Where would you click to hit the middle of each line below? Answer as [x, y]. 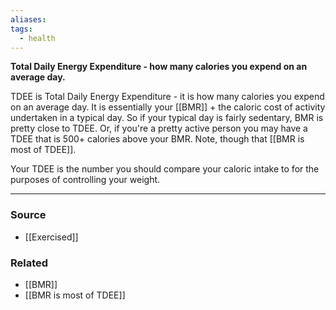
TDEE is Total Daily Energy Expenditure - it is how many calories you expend [167, 97]
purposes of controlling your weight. [85, 180]
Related [29, 263]
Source [28, 215]
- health [37, 38]
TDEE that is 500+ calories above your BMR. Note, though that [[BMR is [157, 139]
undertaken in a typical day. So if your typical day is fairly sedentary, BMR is [167, 118]
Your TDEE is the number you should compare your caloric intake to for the [165, 169]
